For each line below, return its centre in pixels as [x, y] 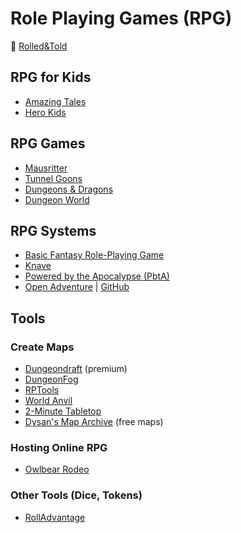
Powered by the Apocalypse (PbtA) [97, 276]
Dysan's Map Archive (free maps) [94, 422]
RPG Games [48, 143]
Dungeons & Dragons [69, 189]
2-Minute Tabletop [63, 411]
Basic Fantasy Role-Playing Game [94, 255]
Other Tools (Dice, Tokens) [76, 495]
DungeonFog [51, 379]
